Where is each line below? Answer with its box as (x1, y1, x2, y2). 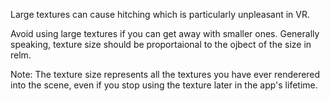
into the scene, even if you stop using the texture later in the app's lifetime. (10, 79, 318, 91)
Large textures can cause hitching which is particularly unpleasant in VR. (10, 9, 311, 20)
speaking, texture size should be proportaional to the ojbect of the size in (10, 39, 312, 50)
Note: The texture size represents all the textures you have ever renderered (10, 69, 321, 80)
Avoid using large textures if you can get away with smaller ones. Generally (10, 28, 320, 39)
